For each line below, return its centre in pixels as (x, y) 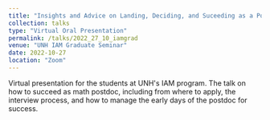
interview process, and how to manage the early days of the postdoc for (128, 100)
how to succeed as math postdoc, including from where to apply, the (122, 91)
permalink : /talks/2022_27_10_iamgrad (73, 38)
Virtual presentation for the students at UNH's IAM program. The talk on (127, 83)
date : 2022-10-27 (37, 53)
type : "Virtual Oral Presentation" (68, 30)
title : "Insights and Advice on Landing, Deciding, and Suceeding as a (131, 16)
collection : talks (39, 23)
